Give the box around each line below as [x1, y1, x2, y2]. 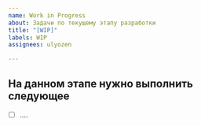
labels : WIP [8, 33, 47, 42]
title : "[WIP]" [8, 26, 58, 34]
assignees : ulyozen [8, 41, 72, 49]
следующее [8, 89, 70, 102]
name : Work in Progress [8, 11, 86, 20]
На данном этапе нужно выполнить [8, 76, 194, 91]
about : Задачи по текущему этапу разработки [8, 19, 156, 27]
